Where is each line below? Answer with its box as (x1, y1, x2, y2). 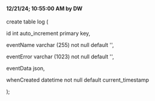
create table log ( (6, 18, 49, 25)
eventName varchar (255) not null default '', (6, 41, 114, 49)
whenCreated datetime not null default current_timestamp (6, 76, 149, 84)
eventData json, (6, 65, 45, 72)
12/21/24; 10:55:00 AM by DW (6, 5, 83, 12)
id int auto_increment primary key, (6, 30, 91, 37)
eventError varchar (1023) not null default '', (6, 53, 114, 60)
